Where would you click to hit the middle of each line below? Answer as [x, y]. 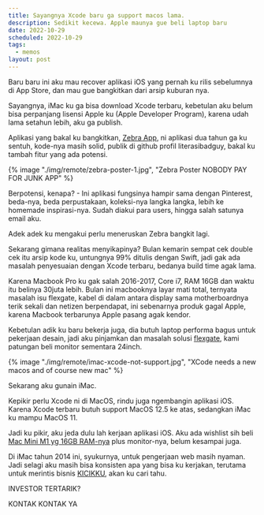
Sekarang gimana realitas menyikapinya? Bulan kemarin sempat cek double [131, 248]
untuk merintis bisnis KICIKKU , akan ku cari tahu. [87, 473]
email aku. [25, 218]
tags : [17, 45]
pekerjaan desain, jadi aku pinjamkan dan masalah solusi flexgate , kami [124, 338]
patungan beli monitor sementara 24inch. [75, 346]
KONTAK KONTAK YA [43, 504]
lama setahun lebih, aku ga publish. [65, 122]
